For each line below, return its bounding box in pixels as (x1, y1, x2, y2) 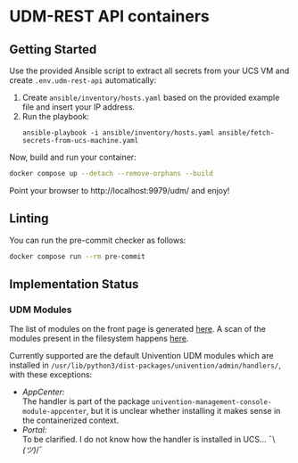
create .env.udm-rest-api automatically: (9, 75, 157, 86)
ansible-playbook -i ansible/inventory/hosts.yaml (21, 128, 215, 137)
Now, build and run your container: (9, 152, 137, 162)
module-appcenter (21, 408, 87, 417)
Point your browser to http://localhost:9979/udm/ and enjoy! (9, 185, 230, 195)
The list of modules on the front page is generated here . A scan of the (9, 324, 266, 335)
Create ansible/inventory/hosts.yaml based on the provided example (21, 92, 280, 103)
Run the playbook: (21, 112, 89, 121)
